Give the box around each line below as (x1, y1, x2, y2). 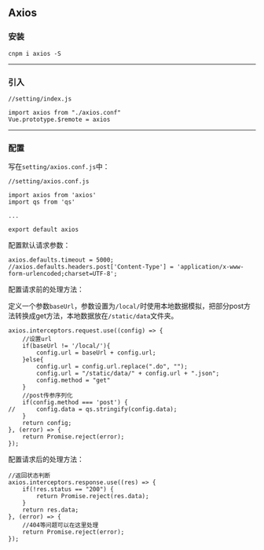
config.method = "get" (36, 376, 111, 384)
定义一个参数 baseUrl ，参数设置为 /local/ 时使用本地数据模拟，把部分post (8, 302, 244, 311)
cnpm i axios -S (8, 49, 61, 57)
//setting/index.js (8, 94, 72, 103)
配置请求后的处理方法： (8, 455, 84, 464)
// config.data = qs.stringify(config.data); (8, 405, 178, 413)
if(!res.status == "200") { (22, 486, 114, 493)
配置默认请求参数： (8, 240, 71, 250)
